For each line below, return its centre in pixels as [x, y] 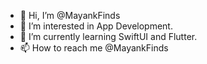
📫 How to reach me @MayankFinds [94, 48]
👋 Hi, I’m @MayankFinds [70, 15]
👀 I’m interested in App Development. [96, 26]
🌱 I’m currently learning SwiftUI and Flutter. [108, 36]
